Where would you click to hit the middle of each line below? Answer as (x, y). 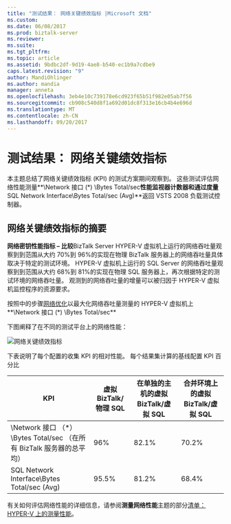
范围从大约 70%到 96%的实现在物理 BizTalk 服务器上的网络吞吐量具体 (124, 254)
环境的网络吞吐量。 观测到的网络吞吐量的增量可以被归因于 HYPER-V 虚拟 (116, 281)
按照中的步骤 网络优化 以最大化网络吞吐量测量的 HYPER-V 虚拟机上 (100, 304)
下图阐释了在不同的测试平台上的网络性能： (67, 327)
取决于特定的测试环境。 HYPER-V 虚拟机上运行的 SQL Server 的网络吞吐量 (112, 263)
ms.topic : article (33, 58)
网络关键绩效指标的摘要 (57, 228)
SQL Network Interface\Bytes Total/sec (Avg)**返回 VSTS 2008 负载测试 (111, 196)
